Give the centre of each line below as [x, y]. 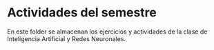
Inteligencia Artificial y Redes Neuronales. [67, 38]
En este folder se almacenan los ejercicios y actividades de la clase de [107, 32]
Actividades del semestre [82, 13]
